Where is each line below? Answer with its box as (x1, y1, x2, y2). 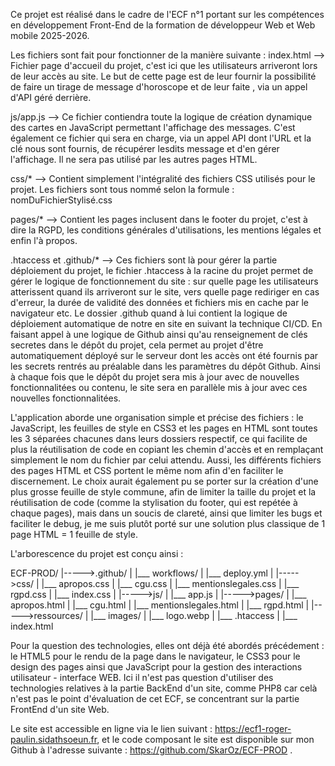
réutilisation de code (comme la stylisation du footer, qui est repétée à (10, 497, 298, 508)
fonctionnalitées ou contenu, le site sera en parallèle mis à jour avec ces (10, 382, 308, 393)
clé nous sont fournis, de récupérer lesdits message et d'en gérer (10, 143, 280, 154)
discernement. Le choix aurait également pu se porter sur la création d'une (10, 475, 319, 487)
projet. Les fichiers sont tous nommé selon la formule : (10, 184, 235, 195)
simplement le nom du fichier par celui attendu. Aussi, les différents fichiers (10, 454, 322, 466)
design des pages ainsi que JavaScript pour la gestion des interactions (10, 661, 303, 673)
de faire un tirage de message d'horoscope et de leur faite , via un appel (10, 81, 308, 93)
